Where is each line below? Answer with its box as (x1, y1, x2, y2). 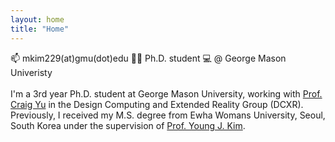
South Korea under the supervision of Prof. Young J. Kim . (10, 119, 246, 131)
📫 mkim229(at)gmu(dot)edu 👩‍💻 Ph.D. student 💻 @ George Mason (10, 52, 287, 64)
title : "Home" (10, 24, 70, 34)
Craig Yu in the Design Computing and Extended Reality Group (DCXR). (10, 98, 304, 110)
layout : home (10, 14, 65, 25)
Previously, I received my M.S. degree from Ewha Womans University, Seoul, (10, 109, 326, 121)
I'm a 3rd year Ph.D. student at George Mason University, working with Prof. (10, 87, 323, 100)
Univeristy (10, 66, 53, 78)
